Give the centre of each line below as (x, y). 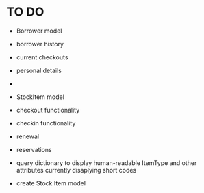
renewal (27, 136)
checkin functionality (46, 123)
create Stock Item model (51, 183)
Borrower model (39, 31)
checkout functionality (48, 110)
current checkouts (42, 57)
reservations (34, 149)
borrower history (40, 44)
